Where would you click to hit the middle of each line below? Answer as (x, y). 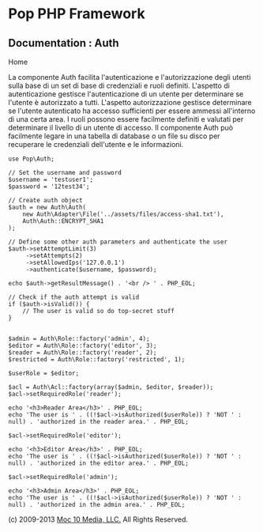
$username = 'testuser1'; (51, 179)
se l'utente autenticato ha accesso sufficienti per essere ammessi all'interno (132, 111)
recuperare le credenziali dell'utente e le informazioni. (96, 144)
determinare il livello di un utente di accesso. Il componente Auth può (121, 128)
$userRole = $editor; (44, 373)
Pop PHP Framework (77, 14)
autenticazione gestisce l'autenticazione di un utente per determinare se (126, 94)
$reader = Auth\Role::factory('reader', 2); (83, 353)
